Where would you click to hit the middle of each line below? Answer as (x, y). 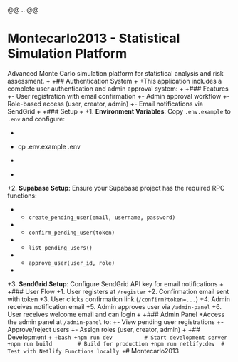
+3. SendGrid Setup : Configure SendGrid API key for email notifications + (116, 283)
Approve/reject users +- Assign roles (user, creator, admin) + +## (104, 329)
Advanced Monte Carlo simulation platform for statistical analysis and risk (115, 73)
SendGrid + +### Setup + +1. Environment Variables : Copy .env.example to (119, 111)
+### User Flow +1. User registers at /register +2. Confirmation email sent (118, 291)
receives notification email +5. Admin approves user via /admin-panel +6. (115, 306)
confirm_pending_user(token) (72, 233)
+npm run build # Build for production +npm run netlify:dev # (116, 344)
